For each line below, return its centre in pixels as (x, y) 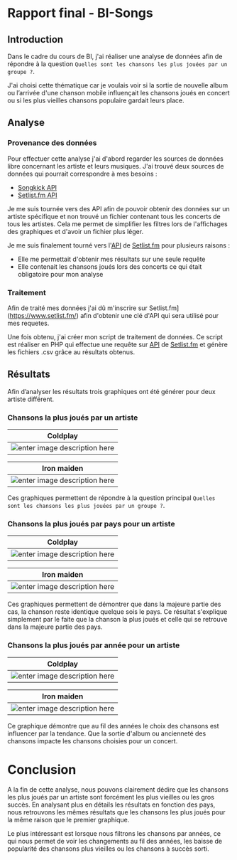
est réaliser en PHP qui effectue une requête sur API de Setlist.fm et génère (118, 344)
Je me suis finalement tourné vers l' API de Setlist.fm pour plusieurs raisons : (119, 245)
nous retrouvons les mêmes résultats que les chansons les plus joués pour (116, 812)
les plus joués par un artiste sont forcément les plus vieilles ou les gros (111, 797)
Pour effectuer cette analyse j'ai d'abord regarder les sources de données (115, 159)
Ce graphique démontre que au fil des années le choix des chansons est (113, 726)
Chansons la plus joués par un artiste (73, 418)
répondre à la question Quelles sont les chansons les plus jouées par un (117, 64)
